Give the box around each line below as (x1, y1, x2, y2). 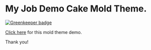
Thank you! (5, 38, 29, 45)
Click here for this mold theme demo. (5, 29, 82, 35)
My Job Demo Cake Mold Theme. (5, 3, 147, 14)
